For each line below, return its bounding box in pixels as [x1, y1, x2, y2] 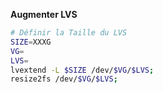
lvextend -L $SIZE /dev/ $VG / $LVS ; [10, 65, 155, 75]
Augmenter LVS [10, 9, 78, 20]
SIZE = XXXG [10, 37, 52, 47]
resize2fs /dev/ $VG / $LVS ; [10, 74, 118, 84]
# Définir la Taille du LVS [10, 28, 128, 38]
